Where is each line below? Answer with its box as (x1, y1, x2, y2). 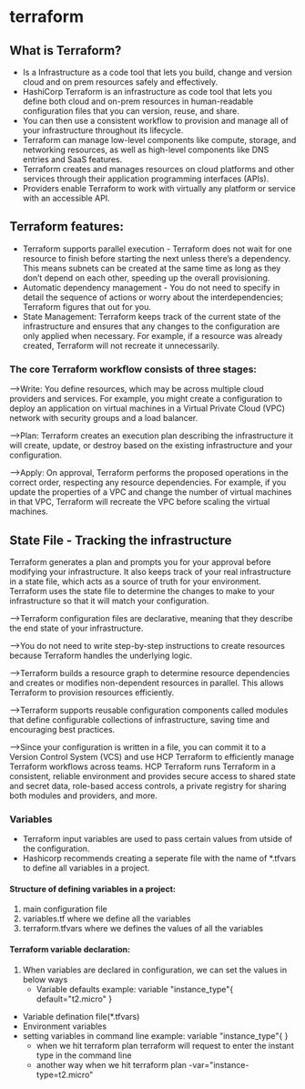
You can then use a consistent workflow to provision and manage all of (22, 116, 289, 126)
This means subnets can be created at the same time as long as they (22, 262, 281, 273)
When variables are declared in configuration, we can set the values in (22, 964, 288, 975)
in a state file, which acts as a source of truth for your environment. (9, 576, 261, 587)
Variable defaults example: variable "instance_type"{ (36, 983, 234, 994)
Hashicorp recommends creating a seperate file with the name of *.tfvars (22, 853, 297, 864)
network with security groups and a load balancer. (9, 413, 198, 424)
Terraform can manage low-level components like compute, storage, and (22, 135, 297, 145)
